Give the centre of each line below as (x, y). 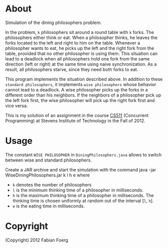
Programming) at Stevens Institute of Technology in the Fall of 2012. (75, 120)
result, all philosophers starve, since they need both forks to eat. (72, 69)
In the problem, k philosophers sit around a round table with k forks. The (80, 32)
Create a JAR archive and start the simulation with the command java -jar (81, 169)
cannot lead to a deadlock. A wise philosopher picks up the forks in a (76, 89)
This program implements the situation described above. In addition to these (84, 79)
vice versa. (17, 105)
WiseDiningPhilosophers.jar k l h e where (48, 175)
